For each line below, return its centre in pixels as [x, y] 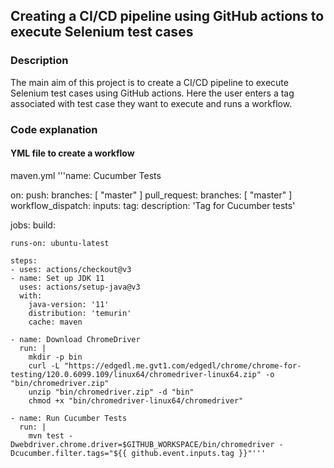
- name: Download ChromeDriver [75, 339]
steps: [24, 260]
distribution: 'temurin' [80, 313]
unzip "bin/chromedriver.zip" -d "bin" [111, 392]
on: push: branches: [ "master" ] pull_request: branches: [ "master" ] [151, 195]
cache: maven [55, 322]
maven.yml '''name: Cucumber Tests [86, 175]
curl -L [44, 365]
